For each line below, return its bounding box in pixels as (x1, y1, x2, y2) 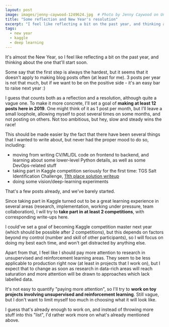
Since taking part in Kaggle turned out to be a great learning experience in (5, 198, 159, 204)
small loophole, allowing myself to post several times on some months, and (5, 111, 161, 117)
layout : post (5, 7, 33, 13)
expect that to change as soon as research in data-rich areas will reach (5, 265, 153, 272)
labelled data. (5, 276, 34, 282)
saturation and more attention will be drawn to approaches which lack (5, 271, 150, 277)
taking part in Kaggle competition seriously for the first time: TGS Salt (12, 168, 157, 174)
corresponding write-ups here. (5, 214, 69, 220)
